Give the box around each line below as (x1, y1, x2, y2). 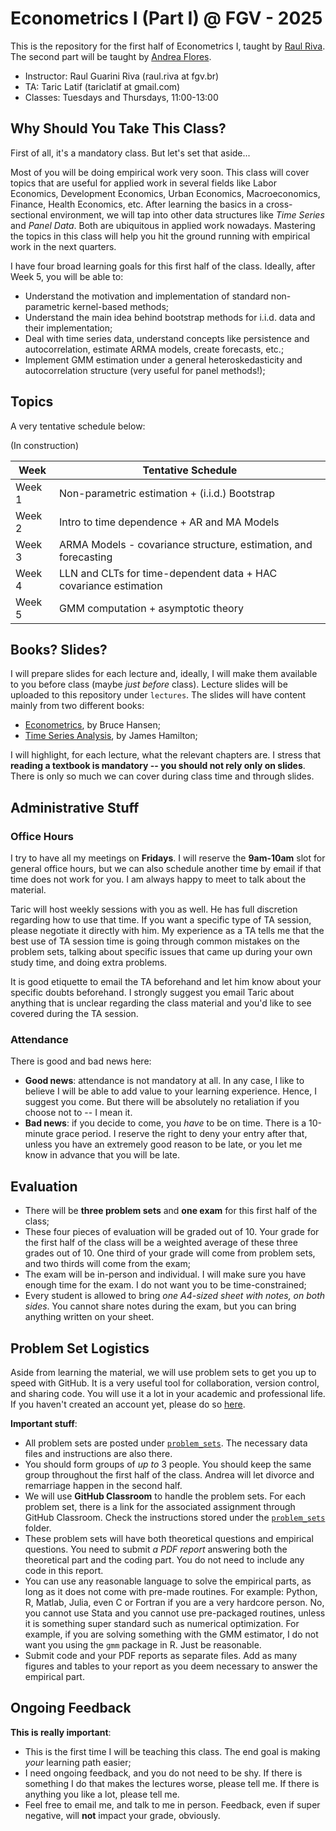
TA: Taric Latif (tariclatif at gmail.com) (24, 80, 181, 92)
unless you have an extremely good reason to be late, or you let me (24, 1138, 303, 1151)
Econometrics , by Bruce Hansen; (24, 719, 161, 731)
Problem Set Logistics (10, 1340, 150, 1357)
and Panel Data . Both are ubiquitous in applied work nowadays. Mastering (10, 219, 316, 231)
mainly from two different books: (10, 700, 145, 712)
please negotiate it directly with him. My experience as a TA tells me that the (10, 925, 325, 937)
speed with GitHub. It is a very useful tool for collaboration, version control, (10, 1377, 320, 1389)
